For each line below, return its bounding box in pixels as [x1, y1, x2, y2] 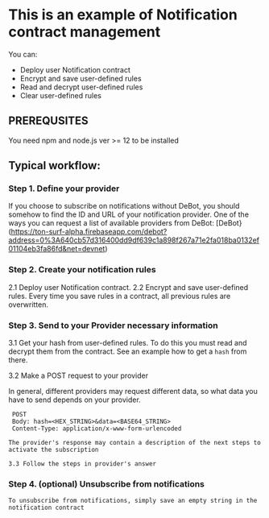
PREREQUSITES [8, 114, 89, 128]
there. [8, 355, 28, 365]
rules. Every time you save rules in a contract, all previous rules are [8, 291, 231, 300]
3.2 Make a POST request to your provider [8, 371, 149, 380]
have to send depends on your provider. [8, 395, 141, 404]
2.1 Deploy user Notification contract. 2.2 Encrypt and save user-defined [8, 282, 249, 292]
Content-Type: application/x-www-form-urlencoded [11, 425, 182, 433]
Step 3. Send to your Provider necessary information [8, 320, 219, 331]
